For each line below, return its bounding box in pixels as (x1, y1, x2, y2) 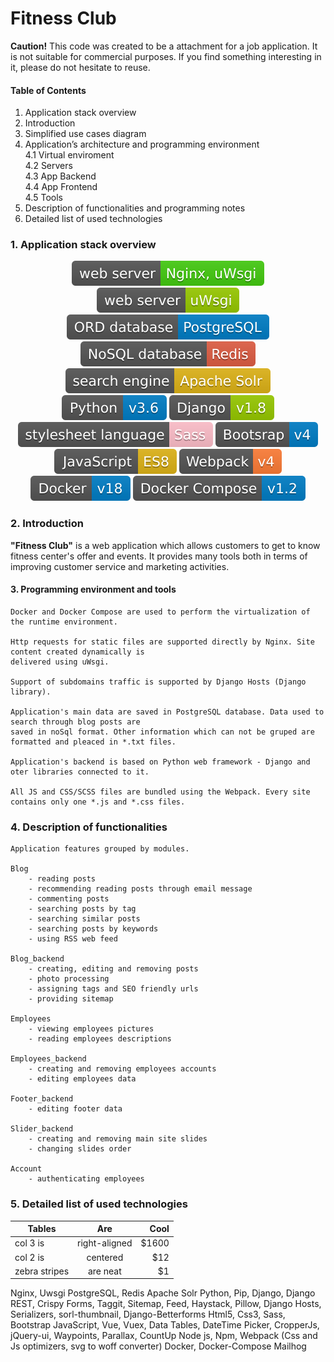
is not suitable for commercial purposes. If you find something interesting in (10, 50, 322, 62)
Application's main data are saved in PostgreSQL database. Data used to (10, 707, 325, 717)
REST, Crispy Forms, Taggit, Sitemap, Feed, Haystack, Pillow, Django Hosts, (10, 1298, 322, 1310)
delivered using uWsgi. (10, 657, 110, 667)
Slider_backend (10, 1124, 74, 1134)
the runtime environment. (10, 617, 118, 627)
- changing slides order (28, 1144, 132, 1154)
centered (86, 1251, 124, 1263)
